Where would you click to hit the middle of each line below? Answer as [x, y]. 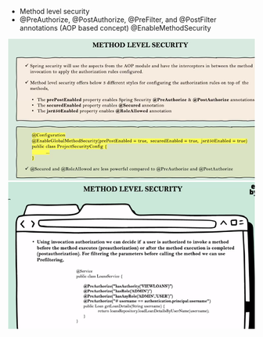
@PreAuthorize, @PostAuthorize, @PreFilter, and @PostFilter [118, 20]
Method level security [54, 11]
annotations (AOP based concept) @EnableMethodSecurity [115, 28]
